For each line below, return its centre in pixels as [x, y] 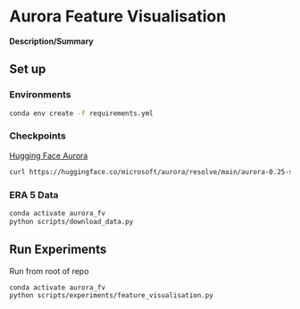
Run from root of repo [49, 271]
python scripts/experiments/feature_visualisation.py [112, 296]
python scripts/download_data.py [71, 221]
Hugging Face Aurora [49, 155]
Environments [40, 95]
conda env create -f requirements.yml [81, 113]
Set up [28, 69]
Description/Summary [51, 41]
